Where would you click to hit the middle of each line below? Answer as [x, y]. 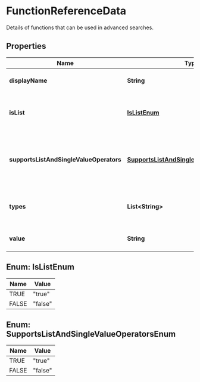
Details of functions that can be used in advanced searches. [80, 27]
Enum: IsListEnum [40, 267]
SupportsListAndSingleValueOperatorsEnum [91, 334]
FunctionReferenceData [66, 11]
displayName [28, 80]
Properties [26, 46]
